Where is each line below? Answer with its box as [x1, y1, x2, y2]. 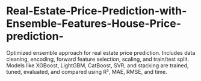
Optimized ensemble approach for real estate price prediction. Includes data [6, 49, 196, 56]
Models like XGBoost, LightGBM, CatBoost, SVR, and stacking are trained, [6, 61, 189, 69]
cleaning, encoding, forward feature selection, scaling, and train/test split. [6, 55, 190, 63]
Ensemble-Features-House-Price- [6, 17, 182, 30]
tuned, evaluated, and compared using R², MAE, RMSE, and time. [6, 68, 167, 75]
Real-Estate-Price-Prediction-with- [6, 4, 187, 18]
